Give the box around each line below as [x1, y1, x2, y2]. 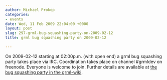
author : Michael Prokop [5, 7, 55, 12]
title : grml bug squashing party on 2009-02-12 [5, 35, 107, 40]
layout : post [5, 26, 33, 31]
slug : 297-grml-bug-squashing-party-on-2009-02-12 [5, 30, 113, 35]
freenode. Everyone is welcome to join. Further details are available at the [5, 63, 157, 70]
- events [5, 16, 24, 21]
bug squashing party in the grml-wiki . [5, 69, 83, 75]
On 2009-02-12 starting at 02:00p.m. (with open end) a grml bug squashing [5, 53, 162, 59]
